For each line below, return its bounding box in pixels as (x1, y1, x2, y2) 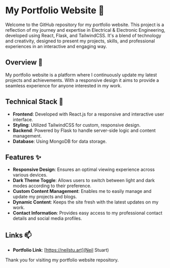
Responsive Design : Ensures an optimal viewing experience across (12, 166, 155, 173)
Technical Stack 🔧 (5, 97, 64, 106)
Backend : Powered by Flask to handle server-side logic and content (12, 127, 156, 133)
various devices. (12, 172, 47, 178)
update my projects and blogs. (12, 194, 77, 200)
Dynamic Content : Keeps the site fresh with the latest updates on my (12, 199, 159, 205)
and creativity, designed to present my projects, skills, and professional (5, 38, 155, 44)
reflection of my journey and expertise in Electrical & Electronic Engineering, (5, 27, 165, 33)
